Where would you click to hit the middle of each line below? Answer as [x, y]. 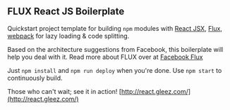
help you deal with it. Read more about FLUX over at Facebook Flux [105, 57]
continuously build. [35, 78]
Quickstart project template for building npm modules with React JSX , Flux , [115, 28]
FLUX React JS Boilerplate [66, 12]
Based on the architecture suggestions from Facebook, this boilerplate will [115, 49]
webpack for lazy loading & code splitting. [68, 36]
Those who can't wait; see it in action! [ [65, 91]
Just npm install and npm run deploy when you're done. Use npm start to [115, 70]
